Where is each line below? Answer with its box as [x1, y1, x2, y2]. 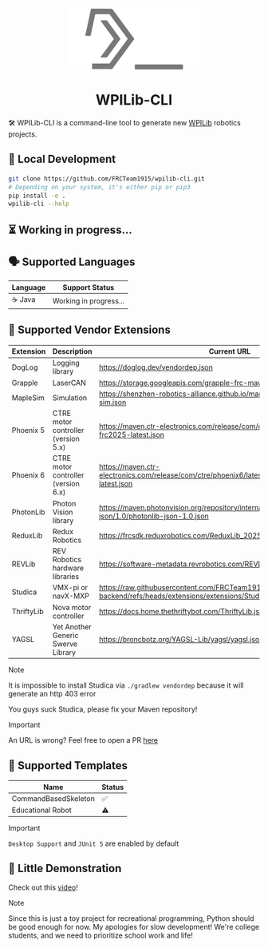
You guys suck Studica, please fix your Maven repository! [8, 704, 198, 714]
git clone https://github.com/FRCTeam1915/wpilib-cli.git [8, 174, 205, 183]
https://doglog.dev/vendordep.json [98, 362, 214, 372]
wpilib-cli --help [8, 200, 69, 208]
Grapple [11, 378, 38, 387]
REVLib [11, 559, 36, 569]
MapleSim [11, 393, 45, 403]
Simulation [52, 393, 88, 403]
